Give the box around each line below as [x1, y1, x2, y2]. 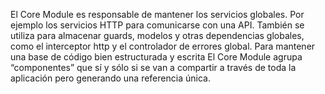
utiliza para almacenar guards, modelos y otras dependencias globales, [10, 30, 305, 41]
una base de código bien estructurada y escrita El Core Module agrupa [10, 51, 303, 63]
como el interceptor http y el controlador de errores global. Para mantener [10, 40, 316, 52]
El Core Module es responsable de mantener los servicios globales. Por [10, 9, 305, 20]
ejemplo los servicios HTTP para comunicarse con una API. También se [10, 19, 305, 31]
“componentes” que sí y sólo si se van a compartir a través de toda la [10, 62, 297, 73]
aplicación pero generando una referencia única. [10, 72, 211, 84]
